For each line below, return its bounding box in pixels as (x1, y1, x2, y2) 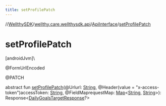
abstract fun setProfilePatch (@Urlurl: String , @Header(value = (5, 84, 135, 90)
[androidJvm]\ (5, 55, 35, 61)
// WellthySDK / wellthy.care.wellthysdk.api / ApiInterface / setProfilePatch (5, 21, 151, 27)
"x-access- (135, 84, 159, 90)
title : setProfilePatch (5, 7, 56, 12)
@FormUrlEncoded (5, 64, 45, 70)
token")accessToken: (5, 89, 49, 95)
